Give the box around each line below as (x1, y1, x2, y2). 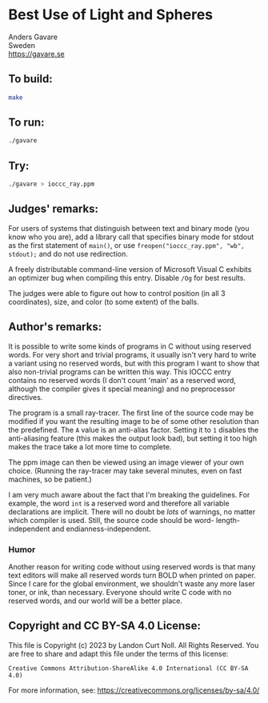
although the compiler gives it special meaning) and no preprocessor (8, 384, 236, 393)
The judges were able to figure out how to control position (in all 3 (8, 288, 226, 298)
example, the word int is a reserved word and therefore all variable (8, 498, 230, 508)
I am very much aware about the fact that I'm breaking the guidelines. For (8, 489, 250, 499)
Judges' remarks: (8, 202, 98, 216)
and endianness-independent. (51, 524, 151, 533)
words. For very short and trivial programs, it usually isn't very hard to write (8, 350, 257, 359)
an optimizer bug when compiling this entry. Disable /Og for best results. (8, 273, 246, 282)
